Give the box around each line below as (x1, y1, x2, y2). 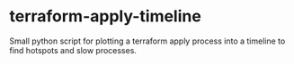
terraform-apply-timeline (9, 6, 202, 27)
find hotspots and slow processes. (9, 44, 138, 55)
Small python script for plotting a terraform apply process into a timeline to (9, 36, 286, 46)
